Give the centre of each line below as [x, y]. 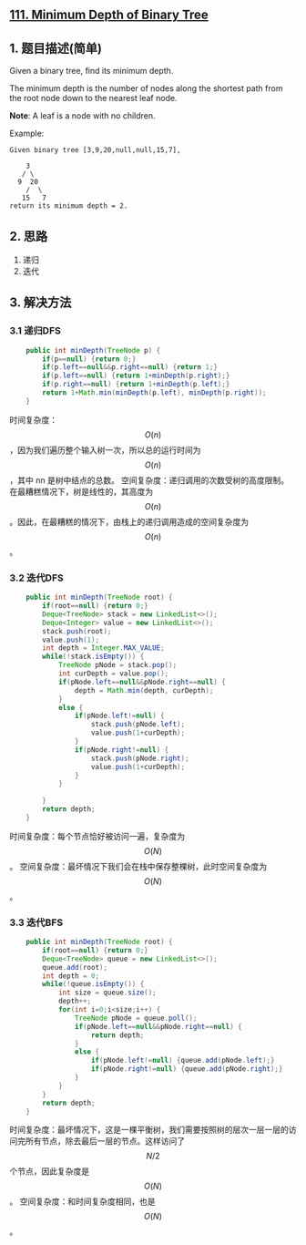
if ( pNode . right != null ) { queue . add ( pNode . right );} [187, 1069]
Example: [27, 134]
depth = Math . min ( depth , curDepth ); [144, 690]
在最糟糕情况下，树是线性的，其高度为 [81, 491]
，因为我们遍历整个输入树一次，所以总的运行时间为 [105, 449]
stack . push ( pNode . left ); [138, 725]
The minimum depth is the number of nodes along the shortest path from [146, 88]
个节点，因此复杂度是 [49, 1171]
